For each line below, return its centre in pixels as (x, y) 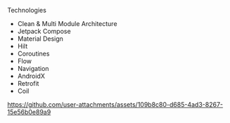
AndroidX (31, 76)
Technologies (27, 10)
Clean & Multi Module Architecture (67, 24)
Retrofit (28, 83)
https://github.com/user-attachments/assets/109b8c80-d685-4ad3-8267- (115, 104)
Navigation (33, 69)
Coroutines (33, 53)
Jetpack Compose (44, 31)
